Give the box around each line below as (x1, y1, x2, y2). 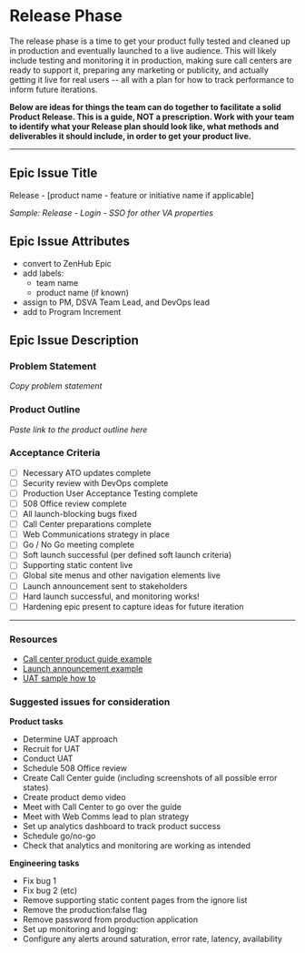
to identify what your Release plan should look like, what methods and (9, 120, 280, 132)
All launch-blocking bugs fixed (22, 509, 138, 520)
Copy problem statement (9, 380, 103, 391)
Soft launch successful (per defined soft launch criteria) (22, 550, 232, 561)
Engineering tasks (9, 857, 80, 869)
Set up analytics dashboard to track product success (22, 821, 221, 832)
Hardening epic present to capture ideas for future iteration (22, 601, 244, 612)
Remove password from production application (22, 914, 199, 925)
